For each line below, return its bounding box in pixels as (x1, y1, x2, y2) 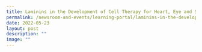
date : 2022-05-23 (6, 20, 50, 26)
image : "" (6, 36, 31, 42)
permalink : (6, 14, 34, 20)
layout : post (6, 25, 39, 32)
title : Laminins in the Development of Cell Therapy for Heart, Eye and (6, 8, 192, 15)
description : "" (6, 31, 47, 37)
